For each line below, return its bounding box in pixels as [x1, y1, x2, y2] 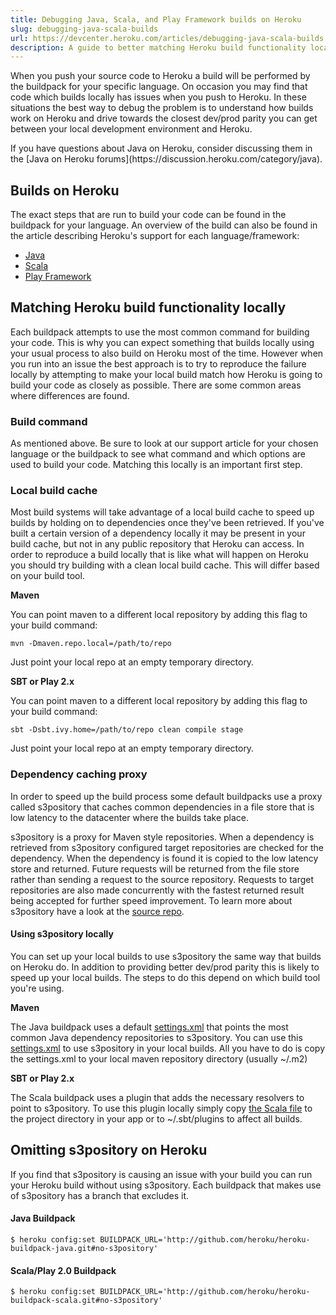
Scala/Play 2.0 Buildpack [10, 1264, 117, 1276]
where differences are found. [10, 389, 130, 401]
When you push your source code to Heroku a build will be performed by [10, 70, 311, 82]
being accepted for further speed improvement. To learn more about [10, 894, 293, 906]
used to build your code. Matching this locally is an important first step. [10, 459, 303, 471]
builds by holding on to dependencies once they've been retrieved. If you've [10, 517, 325, 529]
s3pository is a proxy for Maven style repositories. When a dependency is [10, 831, 315, 843]
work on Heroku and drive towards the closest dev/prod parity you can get [10, 112, 318, 125]
